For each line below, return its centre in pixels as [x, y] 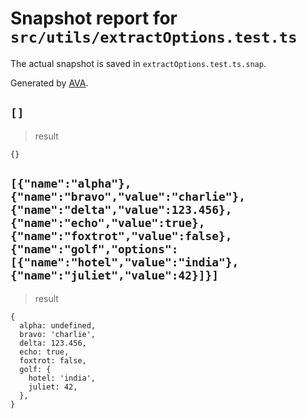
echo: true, [44, 352]
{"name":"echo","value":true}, [108, 223]
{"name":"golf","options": [94, 249]
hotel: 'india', [62, 378]
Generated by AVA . [49, 83]
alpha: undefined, [58, 325]
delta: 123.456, [53, 343]
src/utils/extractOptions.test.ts [154, 37]
